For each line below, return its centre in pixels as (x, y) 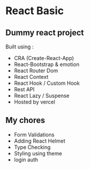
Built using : (20, 47)
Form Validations (34, 134)
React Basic (35, 11)
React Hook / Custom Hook (47, 83)
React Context (31, 77)
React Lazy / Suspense (41, 96)
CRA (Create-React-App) (44, 58)
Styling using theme (38, 153)
